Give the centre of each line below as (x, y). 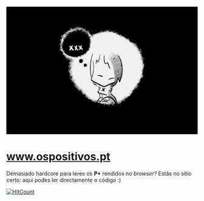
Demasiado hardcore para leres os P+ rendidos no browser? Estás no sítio (99, 173)
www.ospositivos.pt (58, 156)
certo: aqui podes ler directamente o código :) (64, 180)
